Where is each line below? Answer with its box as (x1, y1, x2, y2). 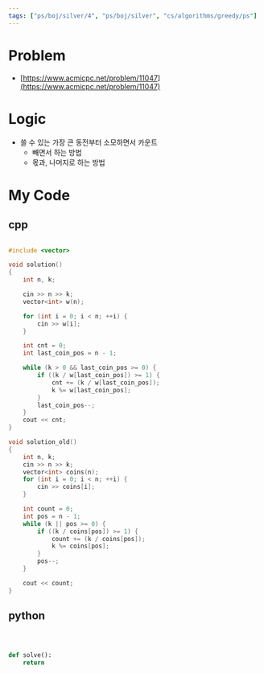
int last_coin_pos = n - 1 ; (23, 349, 117, 358)
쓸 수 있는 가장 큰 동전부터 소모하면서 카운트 (19, 137, 159, 147)
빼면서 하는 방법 (31, 147, 82, 157)
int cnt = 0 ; (23, 342, 67, 350)
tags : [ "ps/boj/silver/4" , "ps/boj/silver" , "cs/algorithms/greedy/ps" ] (8, 11, 258, 20)
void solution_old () (8, 438, 78, 446)
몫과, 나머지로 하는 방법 (31, 158, 106, 167)
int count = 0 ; (23, 505, 74, 513)
